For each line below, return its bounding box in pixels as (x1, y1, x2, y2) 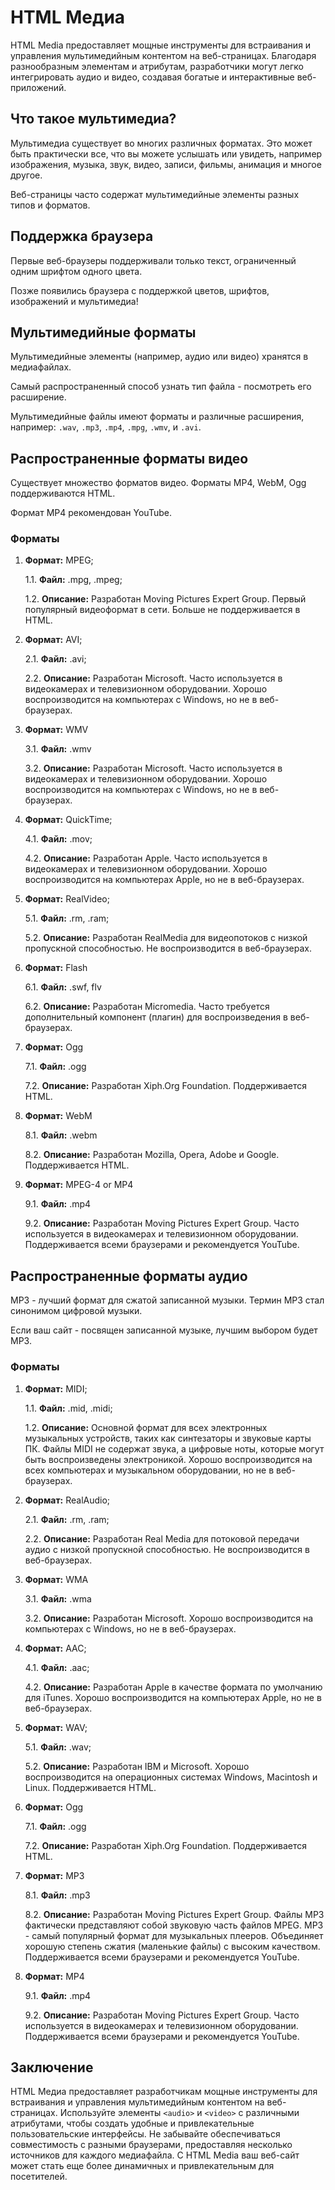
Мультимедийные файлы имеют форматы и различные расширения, (10, 411, 305, 423)
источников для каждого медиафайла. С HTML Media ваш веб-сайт (10, 2149, 300, 2161)
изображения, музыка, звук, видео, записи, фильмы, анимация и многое (10, 158, 322, 170)
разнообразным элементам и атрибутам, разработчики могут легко (10, 60, 304, 72)
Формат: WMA (24, 1573, 89, 1585)
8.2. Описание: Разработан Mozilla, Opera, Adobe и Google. (24, 1149, 280, 1161)
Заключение (10, 2059, 94, 2076)
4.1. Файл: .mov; (24, 833, 93, 845)
